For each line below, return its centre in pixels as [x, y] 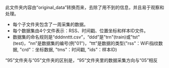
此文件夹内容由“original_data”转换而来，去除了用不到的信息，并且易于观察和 [85, 7]
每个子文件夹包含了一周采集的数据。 [50, 24]
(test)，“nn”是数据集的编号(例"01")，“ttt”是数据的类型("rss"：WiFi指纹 [86, 43]
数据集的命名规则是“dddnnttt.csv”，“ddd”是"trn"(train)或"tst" [76, 37]
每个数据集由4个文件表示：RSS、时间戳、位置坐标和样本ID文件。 [80, 31]
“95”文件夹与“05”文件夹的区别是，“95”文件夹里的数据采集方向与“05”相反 [81, 60]
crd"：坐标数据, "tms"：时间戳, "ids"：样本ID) [70, 50]
